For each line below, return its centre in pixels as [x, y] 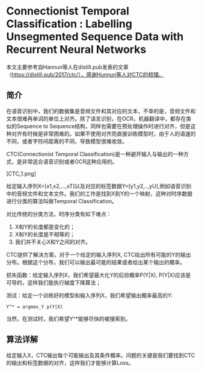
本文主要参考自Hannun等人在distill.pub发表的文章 [67, 67]
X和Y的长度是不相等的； [45, 234]
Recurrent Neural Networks [76, 50]
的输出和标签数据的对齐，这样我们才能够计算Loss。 [70, 362]
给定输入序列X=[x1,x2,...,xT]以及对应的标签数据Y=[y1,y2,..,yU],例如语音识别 [99, 186]
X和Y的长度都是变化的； [45, 227]
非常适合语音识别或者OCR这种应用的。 [70, 162]
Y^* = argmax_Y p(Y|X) [35, 307]
